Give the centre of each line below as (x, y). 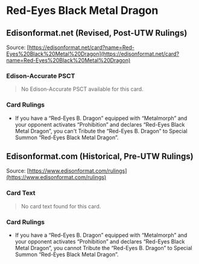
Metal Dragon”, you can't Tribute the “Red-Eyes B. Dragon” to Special (101, 131)
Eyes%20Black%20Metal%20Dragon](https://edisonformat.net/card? (93, 54)
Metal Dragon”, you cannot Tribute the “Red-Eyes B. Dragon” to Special (103, 248)
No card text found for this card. (61, 206)
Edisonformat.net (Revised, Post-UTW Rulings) (97, 33)
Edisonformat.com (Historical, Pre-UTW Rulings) (100, 156)
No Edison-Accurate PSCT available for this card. (82, 89)
